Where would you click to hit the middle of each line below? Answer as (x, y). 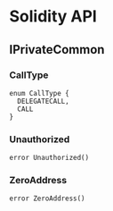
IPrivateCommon (57, 50)
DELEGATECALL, (43, 101)
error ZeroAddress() (48, 198)
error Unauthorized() (49, 158)
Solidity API (53, 17)
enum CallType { (39, 93)
